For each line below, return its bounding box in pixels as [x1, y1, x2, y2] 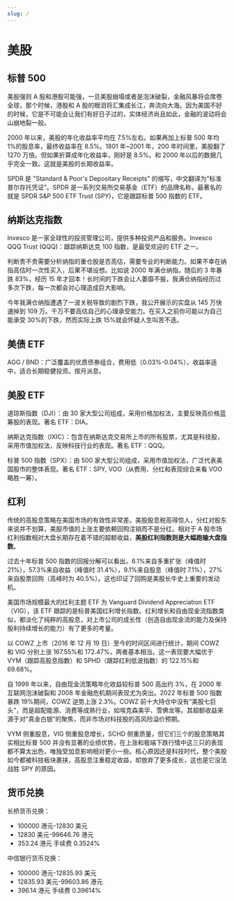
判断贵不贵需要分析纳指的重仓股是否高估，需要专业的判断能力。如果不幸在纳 [7, 258, 227, 266]
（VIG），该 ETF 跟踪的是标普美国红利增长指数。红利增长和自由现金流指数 [7, 606, 219, 615]
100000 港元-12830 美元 [17, 821, 88, 830]
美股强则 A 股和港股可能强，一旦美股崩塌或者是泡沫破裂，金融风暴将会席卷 [7, 92, 223, 100]
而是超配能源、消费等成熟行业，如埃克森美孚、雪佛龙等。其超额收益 [22, 706, 218, 714]
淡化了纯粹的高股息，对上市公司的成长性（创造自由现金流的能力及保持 [25, 615, 227, 623]
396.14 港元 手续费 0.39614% [17, 886, 102, 894]
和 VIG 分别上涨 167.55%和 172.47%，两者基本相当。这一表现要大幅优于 [7, 647, 214, 656]
